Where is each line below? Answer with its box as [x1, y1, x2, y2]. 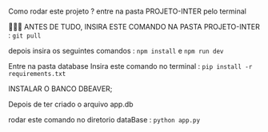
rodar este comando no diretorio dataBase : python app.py [8, 114, 201, 124]
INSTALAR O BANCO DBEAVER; [8, 83, 113, 94]
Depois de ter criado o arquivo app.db [8, 99, 134, 109]
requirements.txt [8, 70, 66, 78]
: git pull [8, 30, 42, 40]
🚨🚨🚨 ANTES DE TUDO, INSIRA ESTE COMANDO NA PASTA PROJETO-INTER [8, 22, 260, 31]
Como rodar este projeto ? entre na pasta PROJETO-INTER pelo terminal [8, 6, 246, 16]
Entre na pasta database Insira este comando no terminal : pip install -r [8, 61, 253, 70]
